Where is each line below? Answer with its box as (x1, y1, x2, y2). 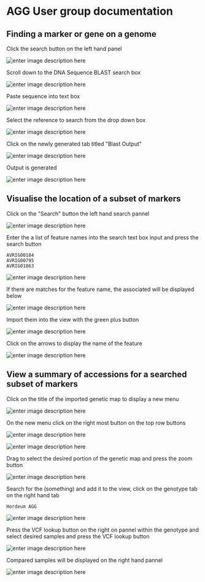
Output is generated (6, 164, 57, 171)
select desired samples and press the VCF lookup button (6, 532, 150, 540)
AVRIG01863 (6, 263, 34, 269)
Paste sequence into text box (6, 93, 80, 99)
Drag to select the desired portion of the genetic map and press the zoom (6, 454, 193, 462)
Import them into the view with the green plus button (6, 316, 139, 323)
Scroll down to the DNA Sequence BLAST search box (6, 69, 141, 76)
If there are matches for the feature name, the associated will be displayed (6, 285, 195, 293)
